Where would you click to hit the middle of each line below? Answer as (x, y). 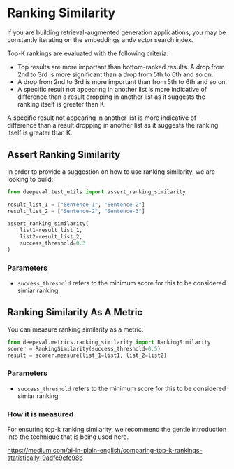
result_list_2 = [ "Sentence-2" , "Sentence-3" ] (76, 211)
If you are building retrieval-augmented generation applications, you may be (117, 32)
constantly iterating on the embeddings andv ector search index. (100, 39)
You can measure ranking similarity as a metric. (75, 329)
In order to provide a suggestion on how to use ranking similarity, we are (111, 171)
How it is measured (41, 414)
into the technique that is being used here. (68, 437)
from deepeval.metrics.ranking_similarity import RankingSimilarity (109, 342)
